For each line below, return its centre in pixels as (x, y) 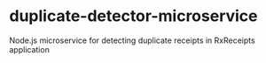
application (30, 49)
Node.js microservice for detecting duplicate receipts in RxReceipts (132, 40)
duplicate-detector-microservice (133, 16)
